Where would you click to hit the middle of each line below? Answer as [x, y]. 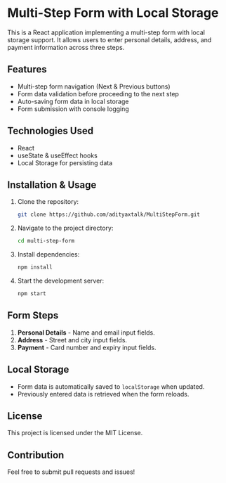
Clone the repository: [48, 202]
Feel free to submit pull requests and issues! [71, 472]
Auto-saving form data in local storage [73, 101]
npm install [35, 268]
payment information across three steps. [66, 47]
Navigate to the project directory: [65, 228]
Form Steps [33, 315]
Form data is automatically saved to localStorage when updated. [111, 386]
